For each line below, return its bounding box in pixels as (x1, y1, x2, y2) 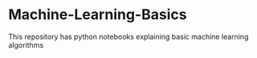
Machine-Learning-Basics (8, 6, 187, 24)
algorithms (8, 40, 44, 49)
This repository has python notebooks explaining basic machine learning (8, 32, 249, 41)
